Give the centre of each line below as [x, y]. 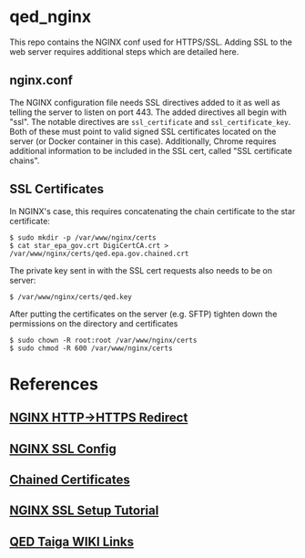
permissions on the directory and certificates [94, 323]
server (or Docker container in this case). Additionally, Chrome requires [143, 141]
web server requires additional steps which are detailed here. [124, 51]
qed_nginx [51, 17]
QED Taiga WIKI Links [72, 541]
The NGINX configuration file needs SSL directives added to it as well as [145, 102]
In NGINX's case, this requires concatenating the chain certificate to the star [152, 211]
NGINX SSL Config [63, 449]
